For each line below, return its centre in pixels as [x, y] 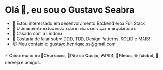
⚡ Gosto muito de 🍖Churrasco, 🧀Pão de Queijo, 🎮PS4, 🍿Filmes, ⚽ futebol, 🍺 [82, 56]
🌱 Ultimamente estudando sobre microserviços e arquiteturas [74, 28]
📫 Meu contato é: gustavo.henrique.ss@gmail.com [64, 44]
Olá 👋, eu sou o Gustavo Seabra [70, 10]
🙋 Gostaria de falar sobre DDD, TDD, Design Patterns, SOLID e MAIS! [81, 39]
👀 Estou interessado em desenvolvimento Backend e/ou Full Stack [79, 23]
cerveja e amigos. [23, 62]
